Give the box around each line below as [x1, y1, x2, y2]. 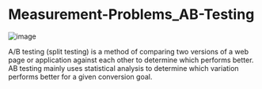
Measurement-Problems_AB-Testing [8, 6, 255, 24]
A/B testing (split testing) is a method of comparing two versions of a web [8, 46, 249, 56]
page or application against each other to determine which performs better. [8, 55, 254, 65]
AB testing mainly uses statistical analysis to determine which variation [8, 63, 239, 72]
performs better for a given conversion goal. [8, 72, 153, 81]
